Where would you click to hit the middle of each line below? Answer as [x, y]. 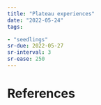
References [41, 93]
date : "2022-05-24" [36, 20]
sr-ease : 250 [26, 59]
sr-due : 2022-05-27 [36, 46]
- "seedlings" [28, 39]
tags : [15, 27]
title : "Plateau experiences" [51, 14]
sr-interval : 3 [29, 52]
